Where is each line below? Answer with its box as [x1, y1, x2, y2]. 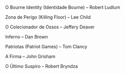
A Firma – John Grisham [5, 53, 56, 59]
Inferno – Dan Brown [5, 34, 48, 40]
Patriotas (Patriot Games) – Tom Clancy [5, 44, 88, 50]
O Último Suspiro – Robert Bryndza [5, 63, 78, 69]
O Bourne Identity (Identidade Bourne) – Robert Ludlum [5, 5, 120, 10]
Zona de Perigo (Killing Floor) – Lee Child [5, 14, 91, 20]
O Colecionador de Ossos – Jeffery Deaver [5, 24, 95, 30]
